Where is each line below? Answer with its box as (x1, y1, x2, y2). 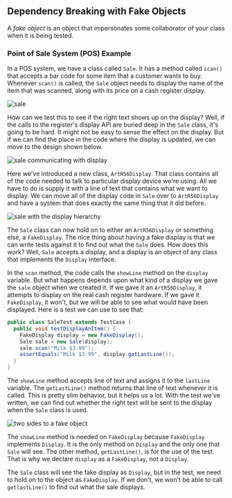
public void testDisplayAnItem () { (13, 325, 116, 332)
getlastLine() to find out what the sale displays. (7, 483, 145, 491)
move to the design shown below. (7, 143, 103, 151)
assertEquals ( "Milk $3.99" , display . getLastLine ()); (19, 351, 175, 358)
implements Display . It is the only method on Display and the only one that (7, 440, 220, 449)
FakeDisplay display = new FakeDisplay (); (19, 332, 144, 339)
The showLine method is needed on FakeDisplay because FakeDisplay (7, 433, 205, 441)
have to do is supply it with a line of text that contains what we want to (7, 184, 208, 193)
